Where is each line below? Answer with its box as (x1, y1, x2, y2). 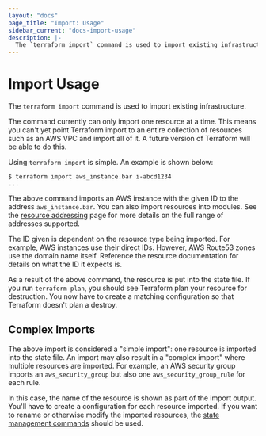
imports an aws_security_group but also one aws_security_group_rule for (8, 369, 245, 379)
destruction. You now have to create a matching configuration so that (8, 292, 234, 301)
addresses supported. (8, 219, 81, 228)
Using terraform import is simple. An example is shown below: (8, 158, 214, 167)
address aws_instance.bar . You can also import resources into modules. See (8, 202, 257, 212)
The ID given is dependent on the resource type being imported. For (8, 235, 231, 244)
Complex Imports (8, 323, 96, 337)
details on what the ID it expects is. (8, 259, 123, 270)
